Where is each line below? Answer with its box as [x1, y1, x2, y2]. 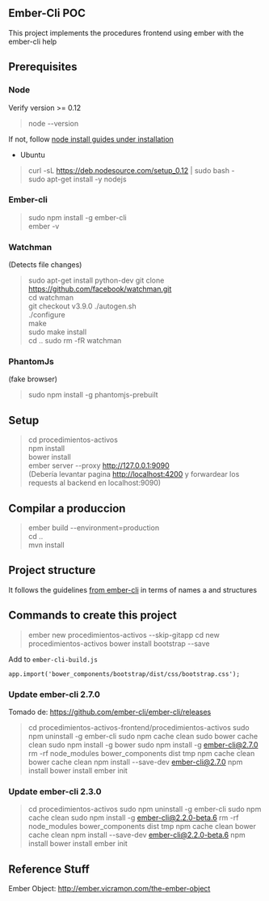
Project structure [8, 563, 96, 577]
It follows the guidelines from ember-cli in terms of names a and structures [8, 584, 257, 594]
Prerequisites [8, 60, 78, 74]
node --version [27, 118, 79, 128]
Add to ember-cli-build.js [8, 654, 99, 664]
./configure [27, 310, 66, 320]
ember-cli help [8, 36, 57, 46]
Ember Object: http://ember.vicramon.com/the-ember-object [8, 884, 211, 894]
